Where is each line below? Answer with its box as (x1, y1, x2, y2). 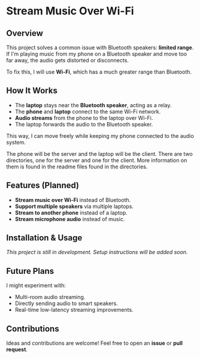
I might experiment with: (6, 282, 66, 289)
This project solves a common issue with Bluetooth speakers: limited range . (6, 44, 194, 51)
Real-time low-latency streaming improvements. (14, 306, 134, 313)
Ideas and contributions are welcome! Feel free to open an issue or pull (6, 340, 183, 347)
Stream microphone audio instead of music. (14, 215, 125, 222)
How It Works (6, 86, 58, 96)
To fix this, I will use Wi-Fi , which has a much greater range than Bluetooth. (6, 68, 192, 76)
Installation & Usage (6, 233, 83, 243)
